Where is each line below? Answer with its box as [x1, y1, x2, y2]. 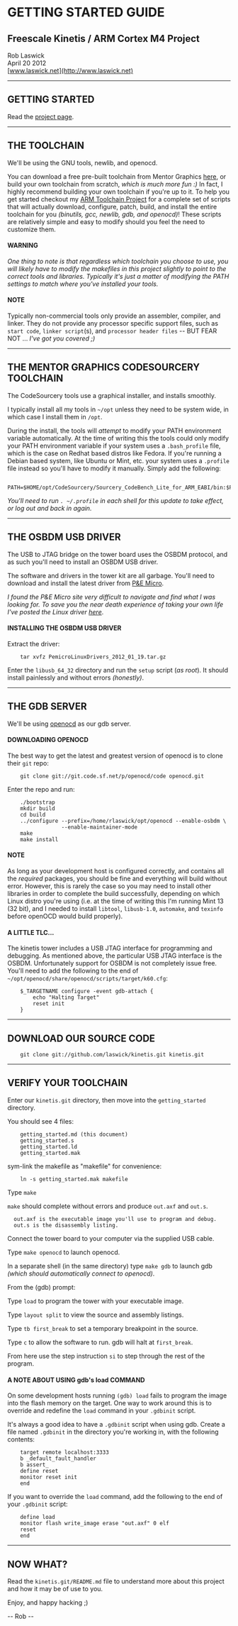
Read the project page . [7, 112, 74, 121]
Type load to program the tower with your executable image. [7, 1296, 184, 1305]
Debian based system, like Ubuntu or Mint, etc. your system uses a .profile [7, 456, 230, 465]
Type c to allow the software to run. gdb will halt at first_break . [7, 1338, 193, 1346]
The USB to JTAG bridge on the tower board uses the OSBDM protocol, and [7, 550, 228, 558]
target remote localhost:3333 [20, 1449, 110, 1456]
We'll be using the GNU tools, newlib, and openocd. [7, 158, 158, 167]
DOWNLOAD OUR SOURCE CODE [7, 1032, 156, 1044]
